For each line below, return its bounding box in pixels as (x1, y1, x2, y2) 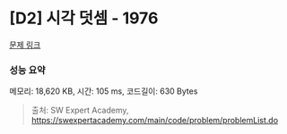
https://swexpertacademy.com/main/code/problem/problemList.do (30, 115, 279, 126)
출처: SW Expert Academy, (30, 105, 129, 116)
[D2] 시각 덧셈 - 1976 (9, 8, 159, 29)
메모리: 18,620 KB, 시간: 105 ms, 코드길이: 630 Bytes (9, 86, 198, 96)
